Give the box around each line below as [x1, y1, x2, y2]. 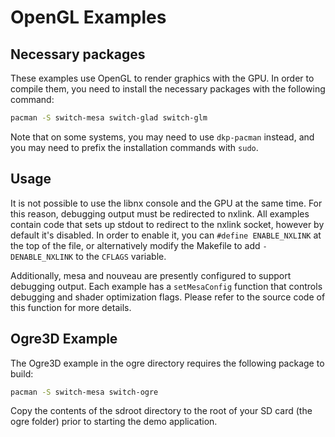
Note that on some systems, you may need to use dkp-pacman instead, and [10, 131, 315, 143]
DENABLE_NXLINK [10, 252, 74, 262]
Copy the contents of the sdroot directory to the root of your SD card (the [10, 405, 313, 417]
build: [10, 367, 34, 380]
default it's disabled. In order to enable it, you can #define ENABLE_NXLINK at [10, 229, 322, 241]
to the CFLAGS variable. [75, 250, 167, 262]
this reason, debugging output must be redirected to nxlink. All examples [10, 207, 310, 220]
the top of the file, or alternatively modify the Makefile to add [10, 239, 261, 251]
